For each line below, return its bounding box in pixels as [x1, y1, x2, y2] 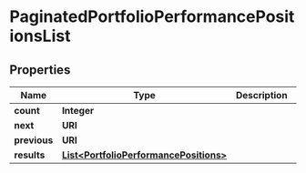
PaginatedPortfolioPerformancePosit [9, 6, 295, 27]
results [14, 148, 46, 161]
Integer [62, 105, 94, 117]
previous [14, 134, 54, 147]
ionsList [9, 25, 71, 46]
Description [235, 89, 289, 101]
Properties [9, 62, 71, 77]
